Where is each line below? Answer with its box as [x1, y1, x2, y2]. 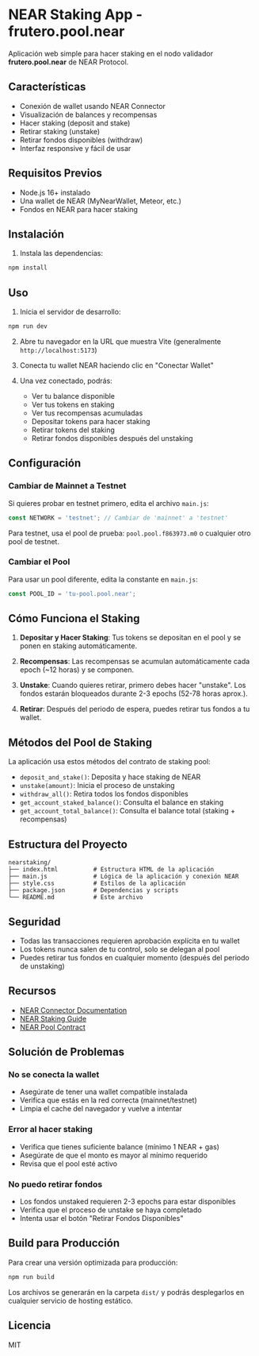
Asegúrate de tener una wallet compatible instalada [19, 1087, 189, 1097]
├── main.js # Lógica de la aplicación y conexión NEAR [8, 872, 239, 881]
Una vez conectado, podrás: [19, 376, 112, 385]
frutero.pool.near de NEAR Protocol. [8, 57, 129, 67]
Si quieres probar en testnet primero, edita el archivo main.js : [8, 498, 209, 508]
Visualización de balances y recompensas [19, 110, 158, 119]
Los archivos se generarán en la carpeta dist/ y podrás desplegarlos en [8, 1287, 245, 1296]
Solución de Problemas [8, 1045, 125, 1059]
